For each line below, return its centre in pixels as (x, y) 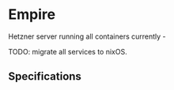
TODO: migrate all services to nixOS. (68, 51)
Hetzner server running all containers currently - (87, 36)
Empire (32, 15)
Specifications (45, 77)
